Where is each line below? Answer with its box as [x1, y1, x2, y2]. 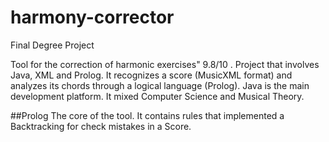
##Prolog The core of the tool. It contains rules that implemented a [10, 109, 285, 121]
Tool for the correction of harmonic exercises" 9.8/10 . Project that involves [10, 58, 320, 70]
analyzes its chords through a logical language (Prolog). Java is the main [10, 79, 310, 91]
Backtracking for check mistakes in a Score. [10, 120, 192, 132]
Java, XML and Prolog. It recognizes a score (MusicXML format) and [10, 69, 293, 81]
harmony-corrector [10, 6, 175, 29]
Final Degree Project [10, 39, 95, 51]
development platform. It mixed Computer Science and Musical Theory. [10, 90, 305, 102]
